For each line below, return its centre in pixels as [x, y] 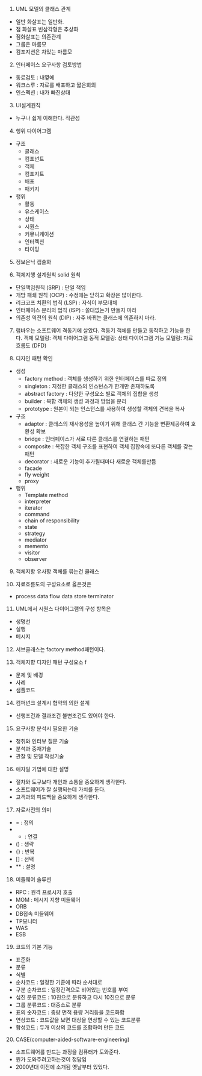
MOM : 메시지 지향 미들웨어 [48, 900]
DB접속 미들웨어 [35, 914]
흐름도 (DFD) [31, 346]
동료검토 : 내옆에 [35, 77]
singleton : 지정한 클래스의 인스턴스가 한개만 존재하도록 [90, 386]
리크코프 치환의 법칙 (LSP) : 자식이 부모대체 [66, 302]
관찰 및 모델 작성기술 [40, 756]
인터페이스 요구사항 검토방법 [49, 64]
